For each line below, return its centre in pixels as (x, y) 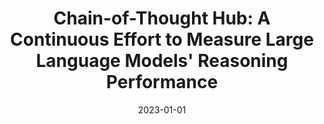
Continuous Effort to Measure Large (162, 39)
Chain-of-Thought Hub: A (162, 18)
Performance (162, 82)
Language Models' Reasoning (162, 61)
